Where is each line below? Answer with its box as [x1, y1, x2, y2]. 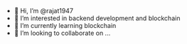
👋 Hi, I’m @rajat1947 [14, 7, 73, 15]
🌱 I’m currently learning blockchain [14, 22, 117, 29]
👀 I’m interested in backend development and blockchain [14, 14, 181, 22]
